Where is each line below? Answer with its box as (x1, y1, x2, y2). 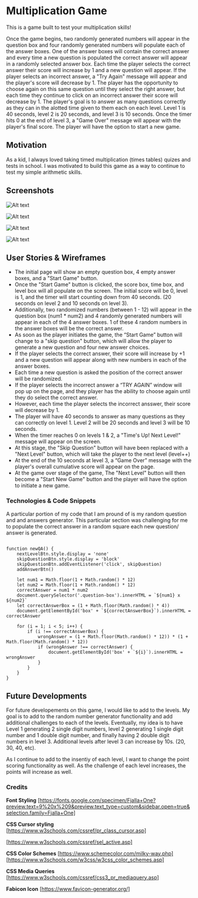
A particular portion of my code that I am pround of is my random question (6, 510, 187, 517)
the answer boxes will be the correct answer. (14, 325, 124, 332)
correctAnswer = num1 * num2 (16, 587, 88, 593)
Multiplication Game (6, 4, 107, 18)
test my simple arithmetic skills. (6, 168, 82, 176)
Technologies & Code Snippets (6, 497, 96, 505)
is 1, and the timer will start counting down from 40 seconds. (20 (14, 294, 172, 301)
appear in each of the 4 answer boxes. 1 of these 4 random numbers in (14, 319, 187, 326)
